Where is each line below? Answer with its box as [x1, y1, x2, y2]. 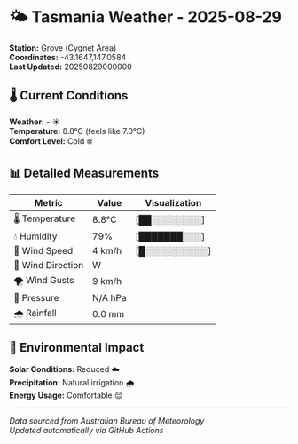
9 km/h [91, 275, 122, 288]
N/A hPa [91, 291, 127, 304]
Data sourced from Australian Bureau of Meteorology [9, 416, 205, 426]
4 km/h [91, 244, 122, 257]
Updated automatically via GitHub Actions [9, 425, 164, 436]
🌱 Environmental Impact [9, 339, 145, 355]
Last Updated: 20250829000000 [9, 61, 133, 72]
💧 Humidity [13, 230, 58, 242]
